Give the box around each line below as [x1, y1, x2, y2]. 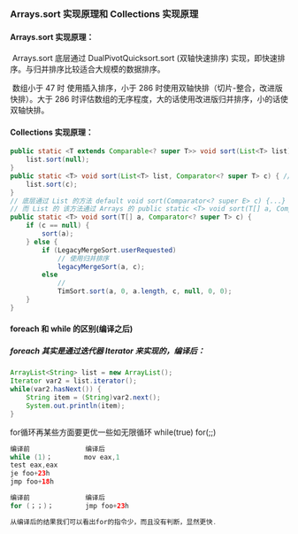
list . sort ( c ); [26, 180, 78, 189]
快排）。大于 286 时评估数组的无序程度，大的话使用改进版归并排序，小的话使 [10, 94, 288, 104]
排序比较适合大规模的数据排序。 [48, 64, 165, 74]
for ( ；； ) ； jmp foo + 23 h [10, 501, 129, 510]
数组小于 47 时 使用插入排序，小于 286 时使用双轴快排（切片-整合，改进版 [11, 82, 283, 94]
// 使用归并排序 [57, 254, 110, 263]
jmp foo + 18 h [10, 477, 54, 486]
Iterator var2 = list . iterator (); [10, 376, 138, 386]
